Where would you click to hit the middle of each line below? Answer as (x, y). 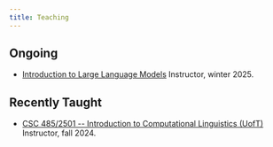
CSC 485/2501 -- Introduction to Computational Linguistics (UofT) (143, 124)
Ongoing (34, 54)
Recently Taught (56, 102)
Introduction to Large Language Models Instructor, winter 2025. (138, 74)
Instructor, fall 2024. (59, 133)
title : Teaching (39, 17)
